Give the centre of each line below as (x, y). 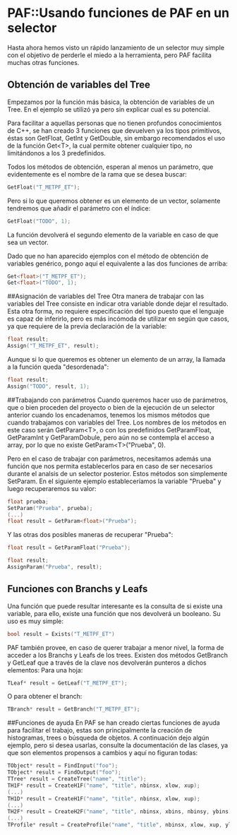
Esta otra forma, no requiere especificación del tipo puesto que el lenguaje (116, 312)
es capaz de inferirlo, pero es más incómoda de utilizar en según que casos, (118, 319)
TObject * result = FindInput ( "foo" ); (63, 766)
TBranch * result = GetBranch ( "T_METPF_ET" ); (74, 709)
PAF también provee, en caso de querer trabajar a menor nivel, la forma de (116, 647)
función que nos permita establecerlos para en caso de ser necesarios (110, 466)
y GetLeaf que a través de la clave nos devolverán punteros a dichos (107, 663)
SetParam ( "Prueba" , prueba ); (50, 508)
